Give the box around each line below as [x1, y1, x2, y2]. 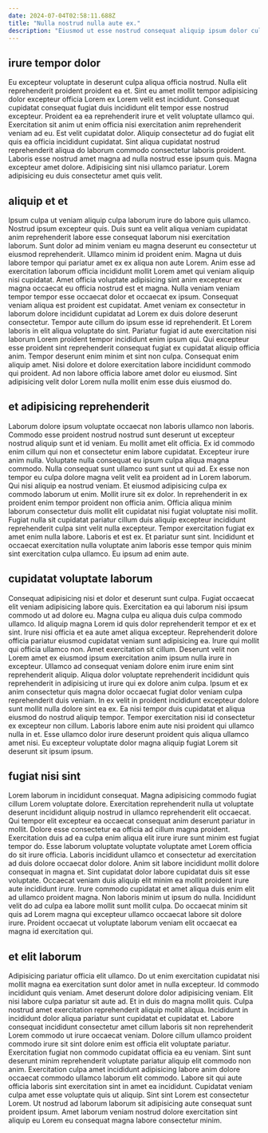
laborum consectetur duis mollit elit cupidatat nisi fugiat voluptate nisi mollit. [8, 506, 258, 516]
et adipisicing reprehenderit [8, 400, 150, 414]
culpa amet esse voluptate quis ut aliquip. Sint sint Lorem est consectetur [8, 1090, 250, 1100]
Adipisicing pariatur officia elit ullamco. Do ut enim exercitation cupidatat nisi [8, 971, 260, 981]
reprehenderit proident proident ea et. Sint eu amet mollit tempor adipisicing [8, 86, 258, 96]
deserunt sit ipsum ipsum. [8, 746, 93, 756]
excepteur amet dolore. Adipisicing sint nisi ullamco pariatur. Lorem [8, 162, 230, 172]
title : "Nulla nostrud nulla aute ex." [8, 19, 141, 27]
